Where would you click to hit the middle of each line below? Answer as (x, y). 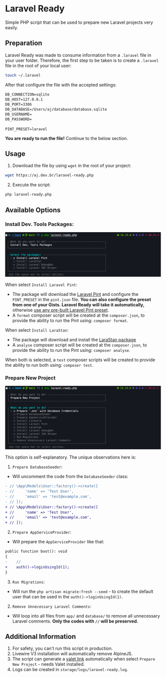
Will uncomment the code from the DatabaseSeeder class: (70, 477)
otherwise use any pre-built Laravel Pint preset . (61, 310)
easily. (12, 27)
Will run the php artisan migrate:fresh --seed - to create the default (83, 591)
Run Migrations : (29, 581)
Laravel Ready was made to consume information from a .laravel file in (78, 55)
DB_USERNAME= (19, 114)
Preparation (24, 43)
